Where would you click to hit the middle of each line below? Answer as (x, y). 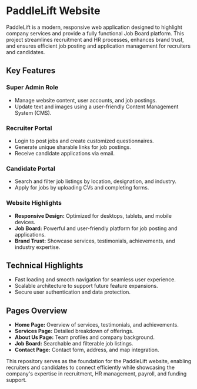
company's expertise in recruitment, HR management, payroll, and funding (96, 374)
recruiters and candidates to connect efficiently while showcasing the (91, 368)
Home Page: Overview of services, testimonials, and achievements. (97, 325)
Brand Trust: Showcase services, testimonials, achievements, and (95, 241)
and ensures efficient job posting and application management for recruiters (98, 46)
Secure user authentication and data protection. (73, 292)
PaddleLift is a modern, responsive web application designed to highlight (94, 27)
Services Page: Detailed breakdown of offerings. (74, 331)
